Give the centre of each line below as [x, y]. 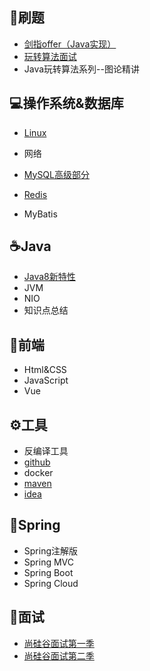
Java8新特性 [49, 277]
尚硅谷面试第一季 [59, 643]
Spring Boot [48, 572]
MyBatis [40, 214]
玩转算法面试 [50, 56]
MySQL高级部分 [56, 174]
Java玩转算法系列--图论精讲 [81, 69]
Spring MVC [49, 562]
